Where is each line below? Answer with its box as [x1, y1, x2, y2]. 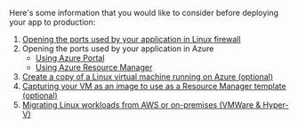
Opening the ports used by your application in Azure [21, 43, 214, 54]
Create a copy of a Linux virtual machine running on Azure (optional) [21, 72, 274, 82]
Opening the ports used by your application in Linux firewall [21, 34, 241, 44]
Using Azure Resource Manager [35, 62, 153, 72]
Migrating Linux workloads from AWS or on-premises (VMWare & [21, 100, 262, 109]
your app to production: [9, 17, 96, 27]
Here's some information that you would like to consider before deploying [9, 8, 278, 18]
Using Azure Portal [35, 53, 105, 63]
